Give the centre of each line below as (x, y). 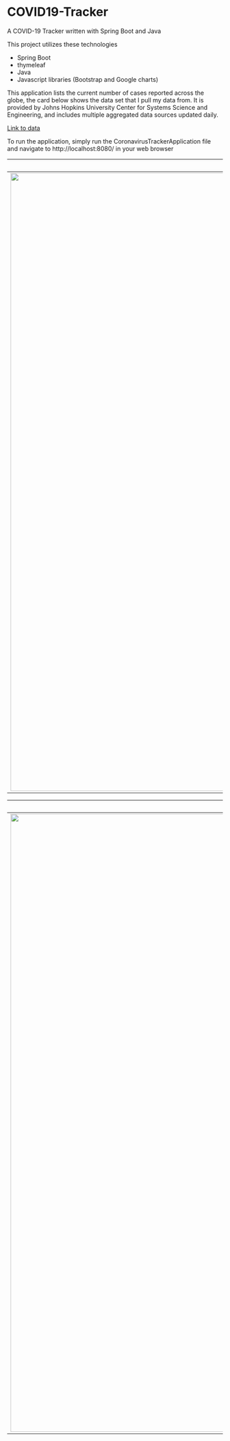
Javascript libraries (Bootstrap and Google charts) (88, 79)
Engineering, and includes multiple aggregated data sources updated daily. (113, 115)
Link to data (24, 128)
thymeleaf (31, 65)
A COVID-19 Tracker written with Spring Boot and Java (84, 31)
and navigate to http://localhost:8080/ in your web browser (90, 148)
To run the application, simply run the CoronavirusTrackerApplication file (109, 141)
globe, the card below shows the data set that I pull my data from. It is (105, 100)
